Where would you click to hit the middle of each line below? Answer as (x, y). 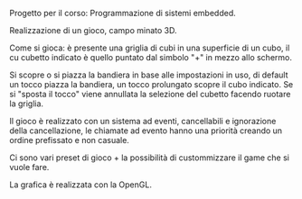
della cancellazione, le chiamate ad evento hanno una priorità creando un (146, 131)
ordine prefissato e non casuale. (69, 140)
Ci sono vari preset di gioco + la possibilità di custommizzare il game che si (149, 158)
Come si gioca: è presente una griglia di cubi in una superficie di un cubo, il (150, 48)
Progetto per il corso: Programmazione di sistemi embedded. (123, 13)
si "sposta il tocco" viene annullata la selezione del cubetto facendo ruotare (150, 94)
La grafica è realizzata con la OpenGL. (80, 185)
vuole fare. (29, 167)
